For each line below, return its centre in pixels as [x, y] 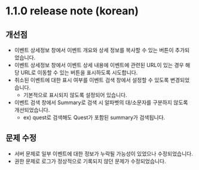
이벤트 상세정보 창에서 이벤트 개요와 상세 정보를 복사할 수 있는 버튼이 [94, 50]
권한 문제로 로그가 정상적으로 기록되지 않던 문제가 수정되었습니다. [90, 161]
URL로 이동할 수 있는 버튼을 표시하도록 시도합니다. [79, 72]
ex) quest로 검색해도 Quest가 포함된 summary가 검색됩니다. [94, 117]
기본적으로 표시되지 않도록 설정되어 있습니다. [75, 95]
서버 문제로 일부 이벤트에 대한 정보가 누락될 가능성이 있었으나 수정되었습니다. [104, 153]
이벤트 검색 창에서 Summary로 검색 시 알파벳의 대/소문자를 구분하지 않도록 [101, 102]
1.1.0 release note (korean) [72, 11]
